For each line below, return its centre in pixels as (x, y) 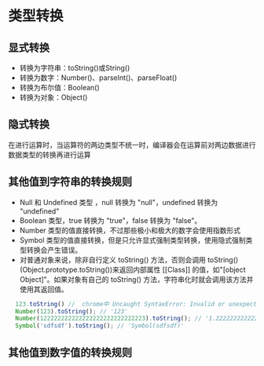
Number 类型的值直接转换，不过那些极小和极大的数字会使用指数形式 (130, 230)
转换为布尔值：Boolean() (59, 88)
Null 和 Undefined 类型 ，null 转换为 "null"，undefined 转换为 (119, 202)
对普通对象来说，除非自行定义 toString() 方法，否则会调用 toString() (129, 259)
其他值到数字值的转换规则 (70, 352)
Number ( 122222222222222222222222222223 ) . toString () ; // (108, 319)
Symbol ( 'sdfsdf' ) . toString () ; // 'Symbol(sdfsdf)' (100, 326)
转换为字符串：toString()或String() (75, 68)
